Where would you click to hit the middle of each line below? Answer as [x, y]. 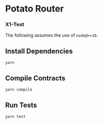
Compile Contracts [35, 78]
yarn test [16, 116]
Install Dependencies [39, 51]
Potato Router [35, 9]
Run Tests [21, 105]
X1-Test [15, 25]
